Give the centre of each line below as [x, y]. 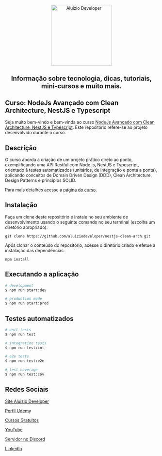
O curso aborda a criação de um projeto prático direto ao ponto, [69, 160]
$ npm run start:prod [27, 303]
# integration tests [26, 343]
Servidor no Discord [25, 439]
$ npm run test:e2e [25, 361]
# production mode [24, 299]
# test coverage [21, 370]
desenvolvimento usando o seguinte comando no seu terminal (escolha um [80, 222]
